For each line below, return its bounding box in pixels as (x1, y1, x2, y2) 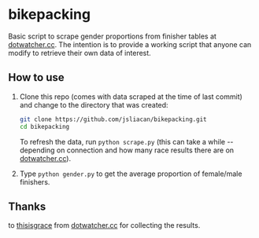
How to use (8, 71, 65, 84)
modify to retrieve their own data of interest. (8, 48, 151, 57)
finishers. (19, 177, 50, 186)
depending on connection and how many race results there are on (19, 145, 235, 155)
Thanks (8, 200, 46, 213)
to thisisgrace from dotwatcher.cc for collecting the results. (8, 221, 201, 230)
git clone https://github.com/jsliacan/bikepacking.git (19, 115, 207, 123)
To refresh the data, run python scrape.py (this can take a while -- (19, 137, 234, 146)
